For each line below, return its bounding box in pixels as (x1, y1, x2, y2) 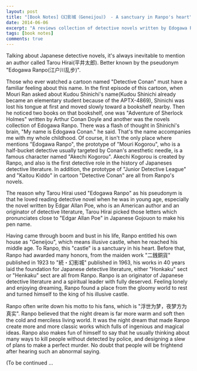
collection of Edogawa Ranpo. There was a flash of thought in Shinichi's (6, 122, 180, 129)
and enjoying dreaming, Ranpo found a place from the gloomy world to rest (6, 285, 188, 291)
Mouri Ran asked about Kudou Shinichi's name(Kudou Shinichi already (6, 91, 176, 98)
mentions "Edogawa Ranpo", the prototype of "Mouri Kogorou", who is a (6, 141, 181, 148)
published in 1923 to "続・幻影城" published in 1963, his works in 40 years (6, 259, 185, 266)
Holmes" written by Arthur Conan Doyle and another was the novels (6, 116, 170, 122)
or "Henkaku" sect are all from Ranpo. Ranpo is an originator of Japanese (6, 272, 184, 279)
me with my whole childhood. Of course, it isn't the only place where (6, 135, 172, 141)
